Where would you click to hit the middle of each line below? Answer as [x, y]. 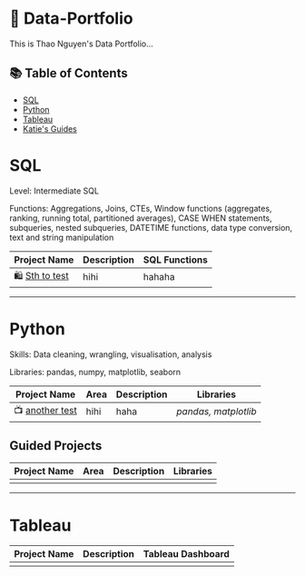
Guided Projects [56, 446]
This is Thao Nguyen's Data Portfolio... [82, 44]
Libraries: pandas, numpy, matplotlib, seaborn [95, 372]
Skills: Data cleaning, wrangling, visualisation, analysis [111, 354]
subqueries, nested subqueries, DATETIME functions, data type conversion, [151, 227]
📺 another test [45, 410]
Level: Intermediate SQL [54, 191]
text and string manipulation [62, 237]
